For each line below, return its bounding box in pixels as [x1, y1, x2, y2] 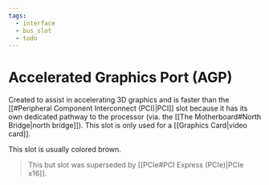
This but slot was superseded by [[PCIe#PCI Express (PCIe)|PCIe [27, 160, 244, 170]
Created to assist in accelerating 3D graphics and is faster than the [8, 95, 230, 105]
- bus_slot [15, 26, 52, 34]
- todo [15, 34, 38, 42]
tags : [8, 11, 26, 20]
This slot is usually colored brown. [8, 145, 122, 155]
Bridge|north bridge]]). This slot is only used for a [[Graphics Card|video [8, 121, 247, 131]
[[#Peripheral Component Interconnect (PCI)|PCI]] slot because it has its [8, 103, 248, 113]
